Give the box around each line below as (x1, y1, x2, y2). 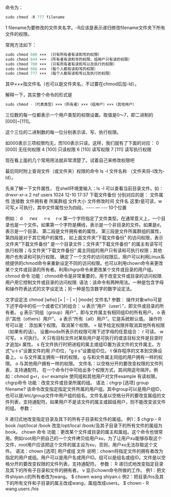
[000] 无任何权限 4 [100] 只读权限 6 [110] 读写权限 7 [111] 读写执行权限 (5, 146, 152, 152)
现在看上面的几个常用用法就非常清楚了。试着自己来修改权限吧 (5, 157, 135, 164)
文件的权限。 (5, 31, 32, 37)
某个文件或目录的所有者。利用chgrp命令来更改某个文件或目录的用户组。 (5, 266, 156, 273)
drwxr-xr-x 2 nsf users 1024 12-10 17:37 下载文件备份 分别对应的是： (5, 192, 149, 198)
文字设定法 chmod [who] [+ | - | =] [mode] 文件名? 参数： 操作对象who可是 (5, 297, 162, 303)
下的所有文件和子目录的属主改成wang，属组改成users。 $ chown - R (5, 480, 149, 486)
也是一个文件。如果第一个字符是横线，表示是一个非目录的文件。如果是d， (9, 222, 164, 228)
